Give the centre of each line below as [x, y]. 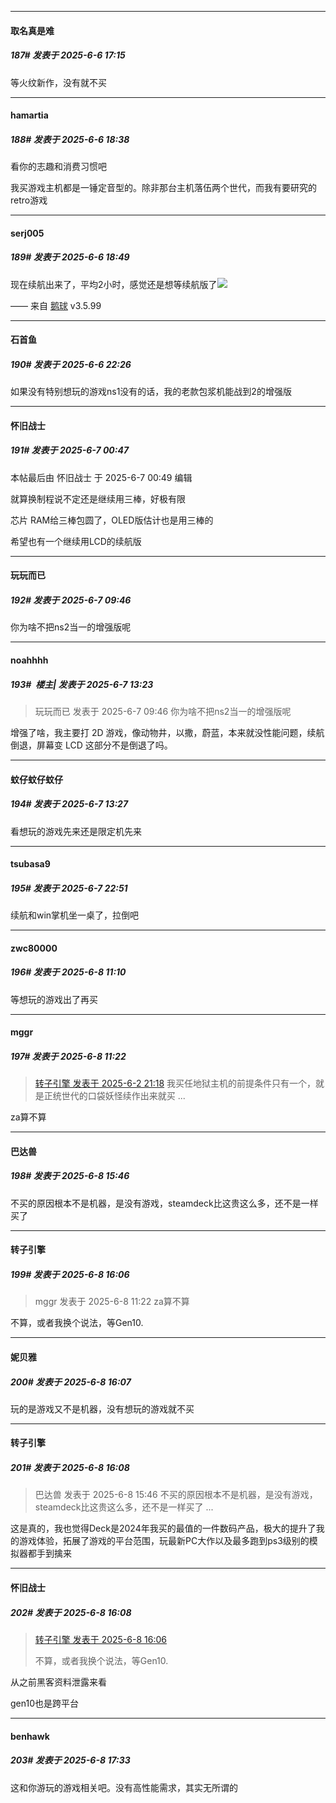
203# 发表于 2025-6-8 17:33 [70, 1760]
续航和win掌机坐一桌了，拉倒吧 [75, 915]
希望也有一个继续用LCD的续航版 [76, 541]
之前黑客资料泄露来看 [62, 1682]
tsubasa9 [30, 864]
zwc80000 [34, 948]
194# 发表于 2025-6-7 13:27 [69, 804]
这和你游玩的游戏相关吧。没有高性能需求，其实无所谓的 [124, 1787]
